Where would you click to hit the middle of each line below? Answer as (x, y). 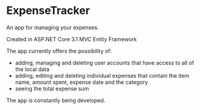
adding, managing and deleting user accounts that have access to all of (105, 63)
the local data (32, 69)
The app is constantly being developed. (56, 100)
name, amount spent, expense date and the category (81, 82)
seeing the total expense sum (52, 88)
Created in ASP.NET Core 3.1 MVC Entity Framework (72, 39)
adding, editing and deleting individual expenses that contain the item (102, 75)
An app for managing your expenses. (53, 27)
